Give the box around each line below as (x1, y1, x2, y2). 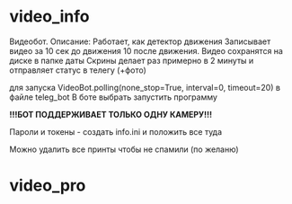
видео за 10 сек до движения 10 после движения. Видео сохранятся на (9, 45, 283, 56)
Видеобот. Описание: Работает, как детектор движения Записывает (9, 36, 271, 47)
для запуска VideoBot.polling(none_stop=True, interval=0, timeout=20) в (9, 82, 281, 93)
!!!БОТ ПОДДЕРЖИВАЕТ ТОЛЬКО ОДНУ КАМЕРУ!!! (9, 109, 213, 120)
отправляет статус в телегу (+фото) (9, 65, 146, 75)
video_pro (9, 175, 86, 196)
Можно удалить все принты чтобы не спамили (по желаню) (9, 144, 240, 155)
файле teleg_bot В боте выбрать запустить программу (9, 92, 218, 102)
